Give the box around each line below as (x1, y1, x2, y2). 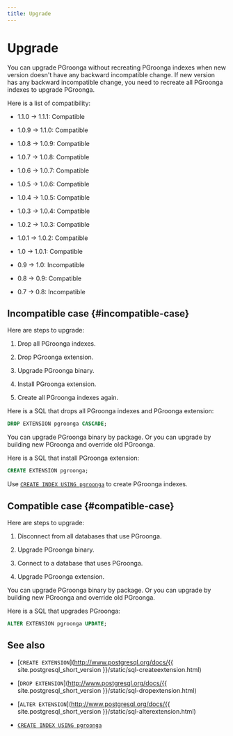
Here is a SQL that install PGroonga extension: (7, 454, 140, 463)
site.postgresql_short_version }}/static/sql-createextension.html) (17, 665, 202, 673)
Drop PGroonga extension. (17, 353, 94, 362)
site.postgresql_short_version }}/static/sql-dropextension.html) (17, 686, 197, 694)
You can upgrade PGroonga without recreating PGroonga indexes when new (7, 63, 226, 72)
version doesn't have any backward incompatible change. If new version (7, 70, 216, 79)
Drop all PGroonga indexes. (17, 339, 96, 348)
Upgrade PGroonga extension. (17, 572, 105, 581)
